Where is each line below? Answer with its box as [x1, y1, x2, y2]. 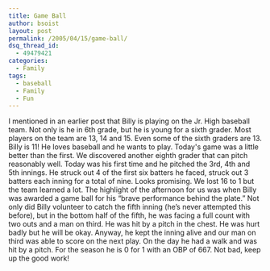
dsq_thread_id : [8, 42, 60, 50]
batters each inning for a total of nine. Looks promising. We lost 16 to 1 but [8, 177, 255, 186]
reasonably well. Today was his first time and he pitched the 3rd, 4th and [8, 159, 251, 169]
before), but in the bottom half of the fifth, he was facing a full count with [8, 211, 250, 220]
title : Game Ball [8, 11, 67, 20]
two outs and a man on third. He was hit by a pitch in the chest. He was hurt [8, 219, 260, 229]
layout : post [8, 27, 52, 35]
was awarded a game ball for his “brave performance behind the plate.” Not [8, 194, 260, 203]
